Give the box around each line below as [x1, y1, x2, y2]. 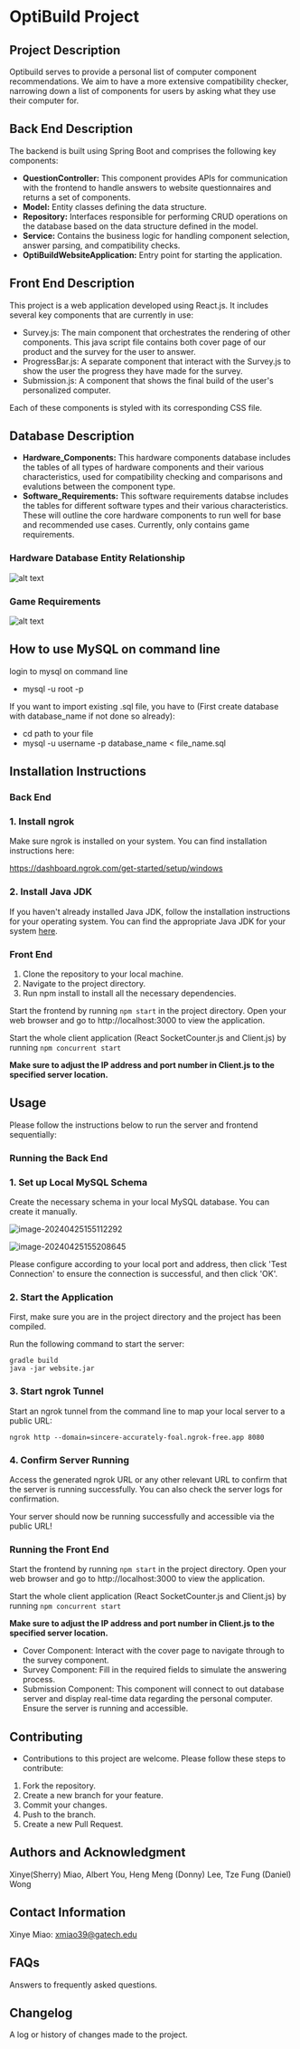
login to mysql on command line [9, 665, 128, 676]
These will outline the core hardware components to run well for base [22, 510, 282, 521]
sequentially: [9, 1129, 57, 1139]
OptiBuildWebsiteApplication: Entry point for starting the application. [22, 249, 283, 260]
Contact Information [9, 1905, 127, 1920]
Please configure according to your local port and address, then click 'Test [9, 1259, 287, 1270]
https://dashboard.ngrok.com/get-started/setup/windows [9, 862, 223, 874]
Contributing [9, 1729, 83, 1744]
